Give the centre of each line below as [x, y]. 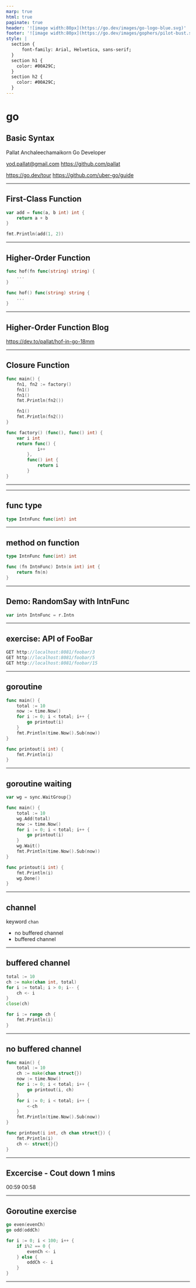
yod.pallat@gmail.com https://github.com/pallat [63, 163]
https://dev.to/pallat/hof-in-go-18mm [50, 342]
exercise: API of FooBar [50, 638]
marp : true [19, 11]
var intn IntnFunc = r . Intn [40, 615]
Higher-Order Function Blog [57, 327]
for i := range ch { [31, 1014]
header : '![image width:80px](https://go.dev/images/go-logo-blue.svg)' [96, 28]
